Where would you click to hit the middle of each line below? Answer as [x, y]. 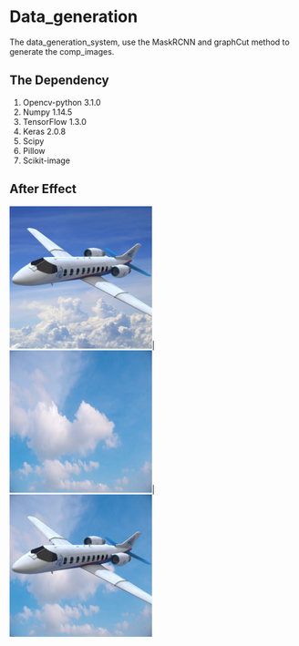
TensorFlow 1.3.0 [54, 121]
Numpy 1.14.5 [47, 112]
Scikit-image [46, 160]
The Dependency [59, 81]
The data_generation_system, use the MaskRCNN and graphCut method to [149, 42]
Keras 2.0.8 [44, 131]
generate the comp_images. [62, 51]
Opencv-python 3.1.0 [62, 102]
